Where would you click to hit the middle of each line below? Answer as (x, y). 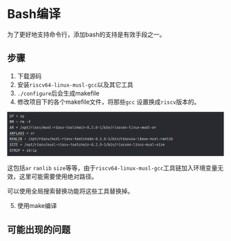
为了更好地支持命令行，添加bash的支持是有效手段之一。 (87, 34)
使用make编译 (37, 206)
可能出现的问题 (39, 230)
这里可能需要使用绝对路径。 (58, 176)
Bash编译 (34, 14)
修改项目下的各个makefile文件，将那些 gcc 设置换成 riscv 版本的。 (109, 102)
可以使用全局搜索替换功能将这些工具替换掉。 (70, 191)
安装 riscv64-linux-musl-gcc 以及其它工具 (75, 84)
